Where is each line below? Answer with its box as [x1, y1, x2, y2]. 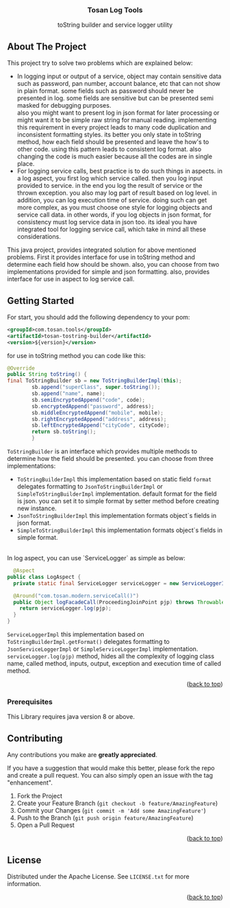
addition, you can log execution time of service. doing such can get [16, 196, 207, 204]
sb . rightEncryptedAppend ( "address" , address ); [31, 416, 167, 422]
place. [16, 160, 35, 168]
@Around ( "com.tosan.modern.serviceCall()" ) [13, 592, 139, 599]
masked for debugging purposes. [16, 101, 112, 110]
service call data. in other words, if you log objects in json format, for [16, 211, 212, 219]
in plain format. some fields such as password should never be [16, 87, 194, 95]
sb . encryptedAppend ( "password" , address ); [31, 403, 155, 409]
